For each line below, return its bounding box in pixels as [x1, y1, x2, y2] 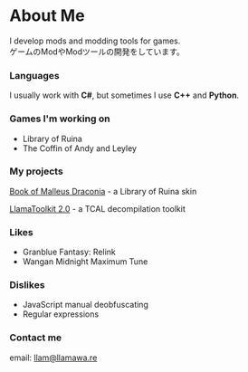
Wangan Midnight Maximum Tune [22, 256, 148, 267]
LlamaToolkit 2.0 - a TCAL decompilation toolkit [9, 203, 186, 214]
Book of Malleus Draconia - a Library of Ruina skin [9, 186, 197, 196]
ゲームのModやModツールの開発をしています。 [9, 46, 185, 57]
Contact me [9, 331, 62, 344]
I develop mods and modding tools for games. [9, 35, 181, 46]
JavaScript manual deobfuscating [22, 300, 149, 310]
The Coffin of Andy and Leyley [22, 142, 138, 154]
